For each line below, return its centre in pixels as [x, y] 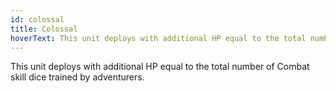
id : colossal [37, 19]
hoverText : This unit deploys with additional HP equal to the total [158, 38]
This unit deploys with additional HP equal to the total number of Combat [160, 67]
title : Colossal [44, 29]
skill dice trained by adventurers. [77, 77]
